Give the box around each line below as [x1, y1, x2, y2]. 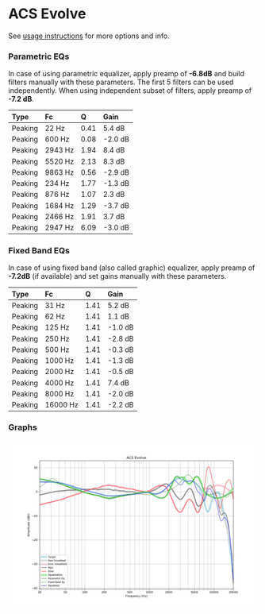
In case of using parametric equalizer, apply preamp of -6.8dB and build [8, 69, 244, 79]
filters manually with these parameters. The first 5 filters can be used [8, 77, 234, 87]
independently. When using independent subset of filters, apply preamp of [8, 86, 252, 95]
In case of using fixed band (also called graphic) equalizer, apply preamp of [8, 263, 255, 272]
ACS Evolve [8, 5, 86, 23]
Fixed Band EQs [8, 245, 70, 256]
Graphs [8, 422, 37, 433]
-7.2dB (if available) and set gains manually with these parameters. [8, 272, 227, 281]
